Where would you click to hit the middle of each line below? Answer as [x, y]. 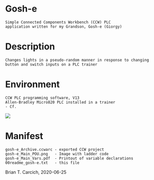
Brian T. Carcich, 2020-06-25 [36, 172]
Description [30, 47]
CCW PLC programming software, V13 [42, 98]
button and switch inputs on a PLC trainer [51, 64]
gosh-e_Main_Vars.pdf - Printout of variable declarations [69, 158]
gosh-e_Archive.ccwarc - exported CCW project [55, 149]
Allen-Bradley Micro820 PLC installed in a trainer [60, 102]
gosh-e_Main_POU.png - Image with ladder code [57, 154]
